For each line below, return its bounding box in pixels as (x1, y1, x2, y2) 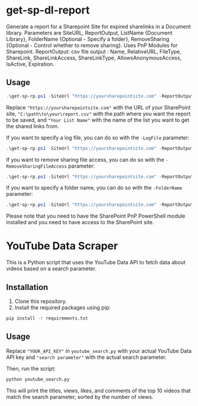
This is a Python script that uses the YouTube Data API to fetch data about (6, 259, 186, 266)
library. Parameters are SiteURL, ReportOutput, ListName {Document (6, 29, 173, 36)
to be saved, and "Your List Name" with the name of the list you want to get (6, 116, 190, 124)
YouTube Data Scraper (6, 239, 118, 253)
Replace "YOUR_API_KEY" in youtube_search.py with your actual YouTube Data (6, 347, 192, 354)
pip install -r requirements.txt (6, 315, 88, 321)
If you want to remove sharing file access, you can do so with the (6, 156, 164, 163)
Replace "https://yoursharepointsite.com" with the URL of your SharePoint (6, 104, 191, 111)
